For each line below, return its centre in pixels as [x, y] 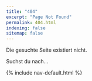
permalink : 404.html [31, 22]
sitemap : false [25, 33]
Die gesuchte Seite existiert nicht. [47, 50]
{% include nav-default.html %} [44, 73]
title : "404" [22, 11]
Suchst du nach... [27, 62]
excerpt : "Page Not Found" [39, 17]
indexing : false [26, 28]
